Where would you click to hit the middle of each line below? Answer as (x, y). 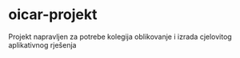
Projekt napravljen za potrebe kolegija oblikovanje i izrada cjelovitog (120, 37)
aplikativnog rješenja (42, 44)
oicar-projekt (53, 15)
